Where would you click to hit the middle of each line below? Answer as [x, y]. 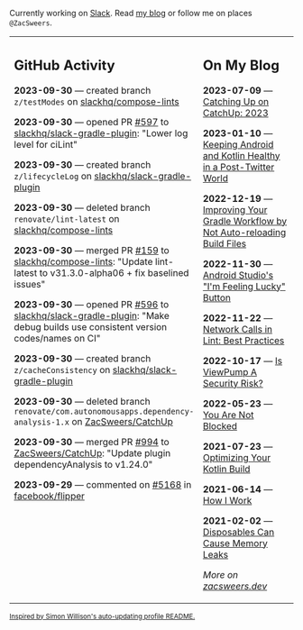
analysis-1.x [42, 422]
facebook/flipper [50, 496]
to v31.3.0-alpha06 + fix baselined [114, 272]
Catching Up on [236, 101]
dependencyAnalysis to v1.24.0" [83, 464]
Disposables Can [239, 532]
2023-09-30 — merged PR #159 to [92, 250]
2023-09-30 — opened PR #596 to [92, 304]
